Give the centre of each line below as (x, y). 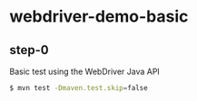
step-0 (29, 50)
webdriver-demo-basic (99, 17)
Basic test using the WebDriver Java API (85, 71)
